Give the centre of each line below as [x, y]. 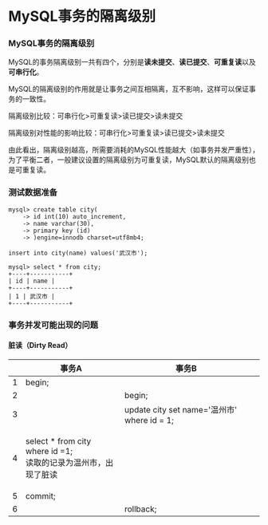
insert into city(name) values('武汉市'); [78, 253]
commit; [40, 495]
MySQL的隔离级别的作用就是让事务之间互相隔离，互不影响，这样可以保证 [129, 89]
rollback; [141, 509]
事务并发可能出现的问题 [53, 325]
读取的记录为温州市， [65, 462]
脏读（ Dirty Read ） [40, 345]
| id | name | [32, 281]
